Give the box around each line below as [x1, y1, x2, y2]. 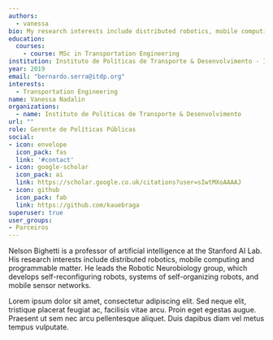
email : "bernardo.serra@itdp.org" [8, 72, 126, 81]
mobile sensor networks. [8, 281, 92, 290]
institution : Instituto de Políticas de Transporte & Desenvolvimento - [8, 58, 260, 66]
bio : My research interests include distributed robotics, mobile [8, 27, 238, 35]
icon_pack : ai [15, 171, 63, 179]
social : [8, 133, 35, 141]
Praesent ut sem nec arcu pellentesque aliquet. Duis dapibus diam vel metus [8, 314, 265, 324]
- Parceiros [8, 224, 49, 232]
